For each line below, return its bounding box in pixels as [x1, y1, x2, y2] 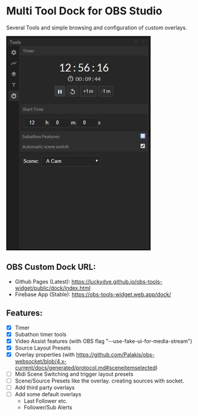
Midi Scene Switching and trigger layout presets [14, 370, 133, 378]
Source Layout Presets [14, 344, 71, 351]
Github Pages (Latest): [14, 278, 71, 285]
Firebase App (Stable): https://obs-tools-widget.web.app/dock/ [14, 290, 172, 297]
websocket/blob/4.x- [14, 357, 67, 365]
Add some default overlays [14, 391, 82, 398]
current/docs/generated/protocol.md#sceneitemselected [14, 364, 156, 371]
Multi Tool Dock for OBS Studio [6, 4, 163, 18]
